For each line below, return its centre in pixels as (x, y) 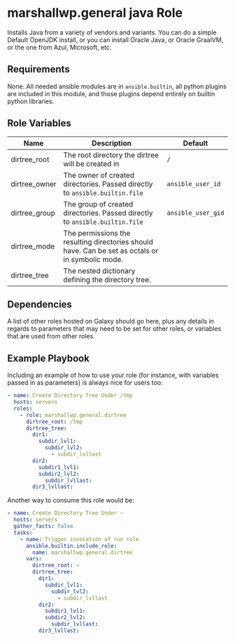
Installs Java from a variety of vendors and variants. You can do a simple (112, 32)
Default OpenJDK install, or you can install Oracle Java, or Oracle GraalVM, (115, 39)
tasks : (23, 533)
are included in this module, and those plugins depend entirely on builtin (111, 93)
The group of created (98, 204)
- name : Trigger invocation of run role (79, 539)
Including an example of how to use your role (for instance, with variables (113, 375)
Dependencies (40, 304)
